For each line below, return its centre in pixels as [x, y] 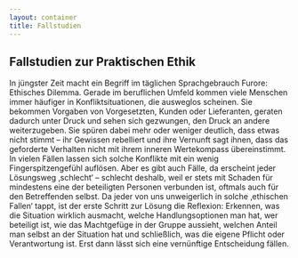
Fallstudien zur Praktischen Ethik [103, 62]
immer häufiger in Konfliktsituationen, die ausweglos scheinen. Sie [131, 102]
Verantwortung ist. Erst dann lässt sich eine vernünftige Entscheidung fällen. [149, 244]
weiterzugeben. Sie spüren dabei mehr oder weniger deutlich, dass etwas [145, 131]
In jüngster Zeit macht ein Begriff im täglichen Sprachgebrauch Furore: [139, 83]
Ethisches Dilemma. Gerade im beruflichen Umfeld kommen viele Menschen [149, 93]
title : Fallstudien [45, 26]
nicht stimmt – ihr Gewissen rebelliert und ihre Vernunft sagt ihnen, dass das [149, 140]
